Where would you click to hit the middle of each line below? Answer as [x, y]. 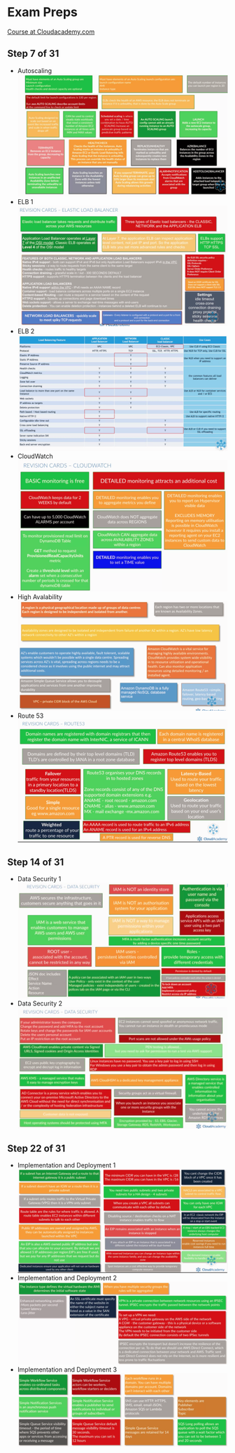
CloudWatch [35, 456]
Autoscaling [35, 70]
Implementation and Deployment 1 [66, 1165]
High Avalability [40, 596]
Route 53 [30, 716]
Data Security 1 [39, 879]
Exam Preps [43, 12]
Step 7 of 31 [33, 54]
